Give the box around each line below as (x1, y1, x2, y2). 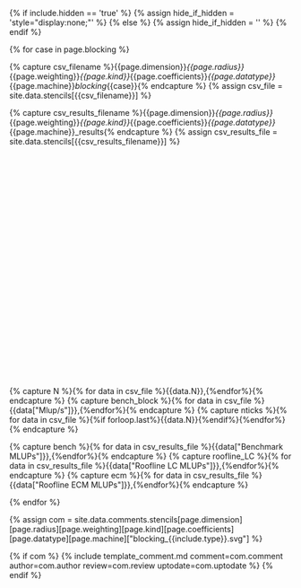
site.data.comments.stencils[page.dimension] (74, 514, 243, 524)
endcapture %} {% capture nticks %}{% (138, 405, 288, 416)
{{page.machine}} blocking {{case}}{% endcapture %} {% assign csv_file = (9, 81, 283, 91)
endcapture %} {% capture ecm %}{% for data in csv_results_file (9, 470, 249, 480)
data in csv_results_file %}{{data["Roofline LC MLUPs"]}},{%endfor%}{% (9, 461, 279, 470)
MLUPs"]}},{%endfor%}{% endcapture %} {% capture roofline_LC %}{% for (9, 451, 292, 461)
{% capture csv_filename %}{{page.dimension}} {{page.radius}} (9, 62, 245, 72)
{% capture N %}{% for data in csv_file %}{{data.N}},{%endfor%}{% (9, 386, 264, 396)
